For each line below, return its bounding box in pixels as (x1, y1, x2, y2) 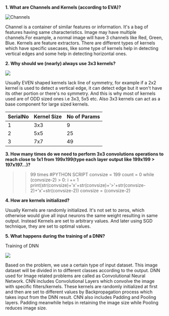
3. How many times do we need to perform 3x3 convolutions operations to (5, 151, 164, 157)
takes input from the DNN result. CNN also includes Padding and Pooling (5, 294, 156, 300)
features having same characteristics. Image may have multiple (5, 29, 137, 35)
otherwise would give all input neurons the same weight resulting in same (5, 213, 158, 219)
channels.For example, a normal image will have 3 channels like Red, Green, (5, 35, 163, 40)
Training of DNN (5, 243, 39, 249)
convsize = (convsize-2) (80, 188, 131, 193)
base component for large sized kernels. (5, 101, 89, 107)
